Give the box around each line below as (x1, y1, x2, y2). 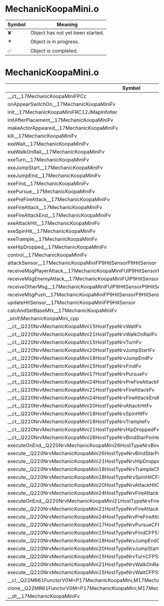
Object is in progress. (30, 38, 80, 45)
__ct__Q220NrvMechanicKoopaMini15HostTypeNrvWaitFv (7, 323, 142, 330)
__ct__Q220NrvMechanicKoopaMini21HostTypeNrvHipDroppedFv (7, 426, 160, 433)
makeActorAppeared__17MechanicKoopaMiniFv (7, 125, 118, 131)
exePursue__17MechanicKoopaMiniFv (7, 188, 95, 195)
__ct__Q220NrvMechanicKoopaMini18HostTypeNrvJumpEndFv (7, 355, 153, 361)
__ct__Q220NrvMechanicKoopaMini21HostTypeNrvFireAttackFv (7, 386, 155, 393)
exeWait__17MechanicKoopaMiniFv (7, 140, 89, 147)
